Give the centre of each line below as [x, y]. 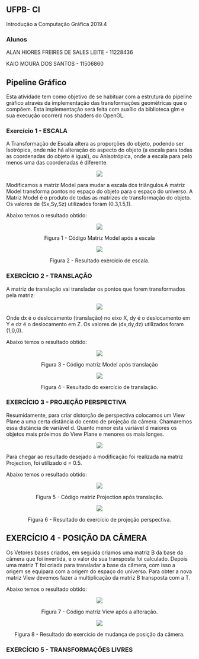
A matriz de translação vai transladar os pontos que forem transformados [96, 289]
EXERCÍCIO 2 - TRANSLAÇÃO [49, 276]
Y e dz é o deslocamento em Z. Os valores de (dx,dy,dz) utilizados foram [95, 324]
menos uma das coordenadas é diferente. [57, 163]
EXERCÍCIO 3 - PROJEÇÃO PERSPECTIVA [66, 402]
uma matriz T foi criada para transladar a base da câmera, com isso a [91, 565]
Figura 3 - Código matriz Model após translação [99, 364]
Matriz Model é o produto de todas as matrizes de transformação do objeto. [99, 198]
